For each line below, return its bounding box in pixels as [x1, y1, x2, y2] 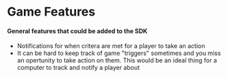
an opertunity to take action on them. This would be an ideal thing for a [16, 56, 217, 64]
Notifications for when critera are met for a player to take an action [16, 42, 205, 50]
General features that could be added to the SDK [7, 26, 148, 35]
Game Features [7, 4, 96, 20]
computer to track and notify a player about [16, 64, 140, 72]
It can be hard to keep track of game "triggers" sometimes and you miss [16, 49, 221, 58]
